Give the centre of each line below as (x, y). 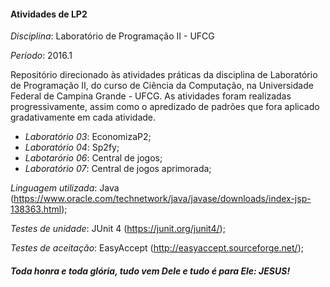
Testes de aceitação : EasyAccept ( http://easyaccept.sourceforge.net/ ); (157, 248)
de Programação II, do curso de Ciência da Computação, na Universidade (162, 86)
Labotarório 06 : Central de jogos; (93, 158)
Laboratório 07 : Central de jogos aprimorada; (118, 169)
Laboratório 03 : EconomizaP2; (88, 137)
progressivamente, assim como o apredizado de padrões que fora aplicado (165, 107)
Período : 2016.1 (41, 56)
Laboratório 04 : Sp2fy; (72, 147)
